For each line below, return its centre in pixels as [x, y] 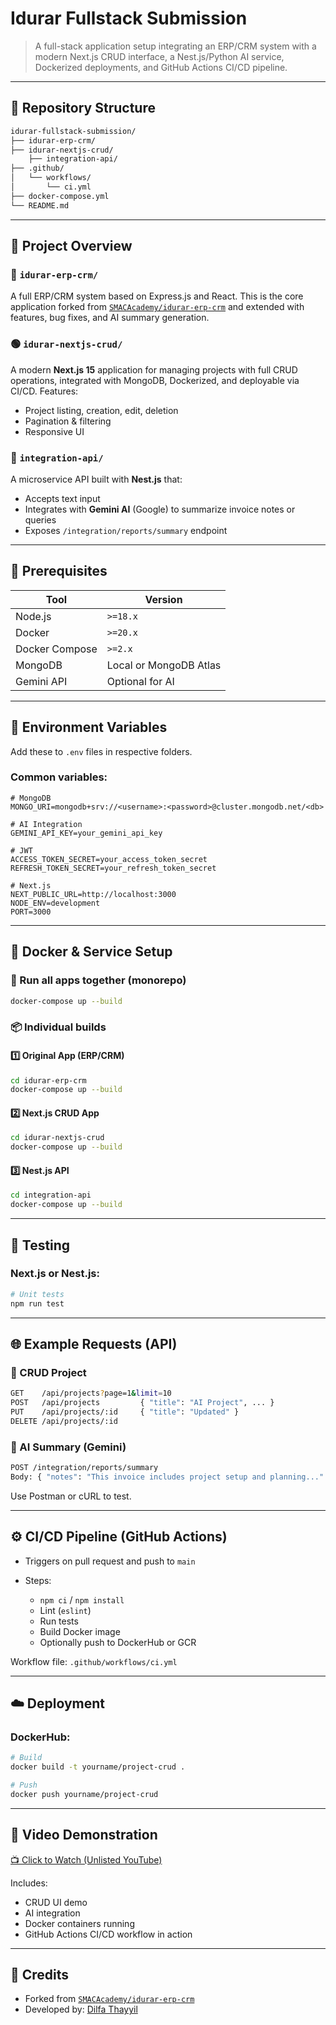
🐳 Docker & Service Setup [91, 952]
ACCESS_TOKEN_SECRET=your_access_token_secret [109, 859]
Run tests [59, 1621]
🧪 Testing [40, 1245]
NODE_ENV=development [55, 903]
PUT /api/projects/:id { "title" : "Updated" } [125, 1412]
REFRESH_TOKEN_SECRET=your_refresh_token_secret [113, 868]
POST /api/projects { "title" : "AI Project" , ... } [142, 1403]
